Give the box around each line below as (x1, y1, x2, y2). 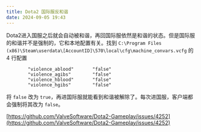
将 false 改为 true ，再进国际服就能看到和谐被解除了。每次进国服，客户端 (6, 93, 188, 100)
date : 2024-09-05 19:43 (6, 14, 66, 20)
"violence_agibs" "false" (28, 71, 112, 77)
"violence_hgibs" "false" (28, 82, 112, 88)
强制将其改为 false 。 (11, 100, 64, 108)
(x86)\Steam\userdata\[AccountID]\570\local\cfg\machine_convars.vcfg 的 (6, 46, 194, 54)
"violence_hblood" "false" (28, 76, 112, 83)
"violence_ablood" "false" (28, 66, 112, 72)
